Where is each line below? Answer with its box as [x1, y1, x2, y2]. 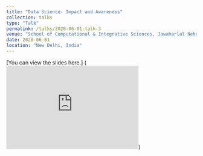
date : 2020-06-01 [6, 37, 50, 43]
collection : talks [6, 14, 53, 20]
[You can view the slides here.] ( [6, 58, 86, 66]
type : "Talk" [6, 20, 39, 26]
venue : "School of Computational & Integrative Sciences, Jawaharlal [6, 31, 185, 37]
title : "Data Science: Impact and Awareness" [6, 8, 123, 15]
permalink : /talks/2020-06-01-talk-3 [6, 25, 101, 32]
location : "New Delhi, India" [6, 43, 83, 49]
